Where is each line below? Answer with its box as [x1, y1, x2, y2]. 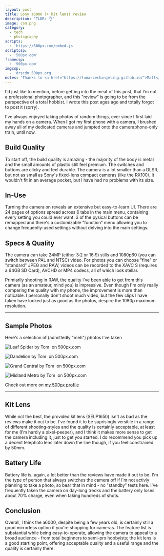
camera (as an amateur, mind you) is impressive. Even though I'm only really [5, 282, 159, 288]
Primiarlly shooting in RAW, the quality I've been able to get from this [5, 277, 143, 283]
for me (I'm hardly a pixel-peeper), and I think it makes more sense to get [5, 429, 152, 435]
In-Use [5, 191, 26, 199]
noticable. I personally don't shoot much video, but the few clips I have [5, 292, 147, 298]
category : [5, 25, 25, 30]
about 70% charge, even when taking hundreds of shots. [5, 493, 120, 498]
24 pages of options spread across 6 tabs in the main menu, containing [5, 209, 149, 215]
